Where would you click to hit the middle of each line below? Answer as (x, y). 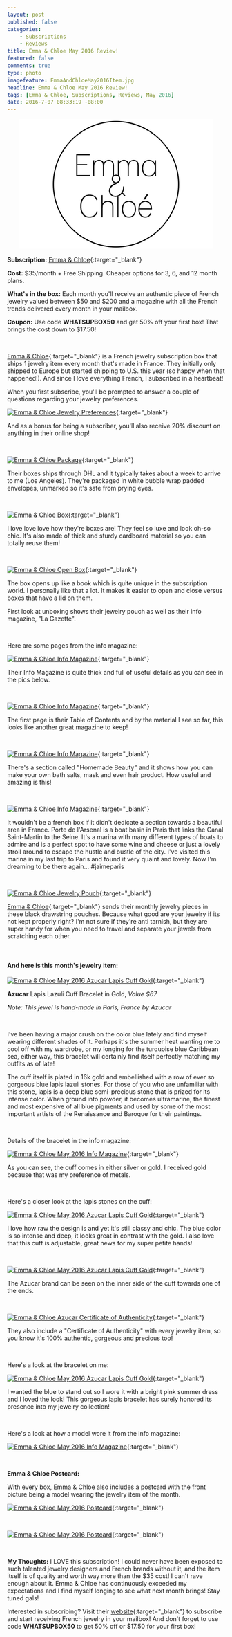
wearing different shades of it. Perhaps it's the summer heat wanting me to (114, 1042)
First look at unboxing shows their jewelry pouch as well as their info (104, 612)
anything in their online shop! (48, 433)
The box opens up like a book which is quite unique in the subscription (108, 583)
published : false (32, 22)
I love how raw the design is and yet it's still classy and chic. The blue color (114, 1229)
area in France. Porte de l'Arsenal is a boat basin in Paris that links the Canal (115, 830)
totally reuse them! (34, 543)
